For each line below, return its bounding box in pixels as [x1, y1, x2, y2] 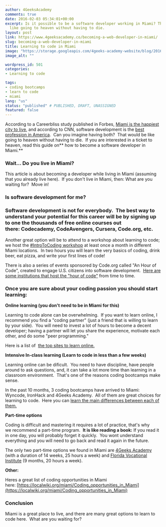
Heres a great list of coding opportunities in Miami [5, 477, 107, 483]
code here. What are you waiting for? [5, 516, 82, 522]
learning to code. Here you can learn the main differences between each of [5, 397, 160, 403]
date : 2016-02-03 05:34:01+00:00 [5, 16, 74, 21]
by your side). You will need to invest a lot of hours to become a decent [5, 322, 152, 328]
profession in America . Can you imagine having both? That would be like [5, 132, 155, 138]
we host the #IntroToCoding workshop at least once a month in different [5, 242, 152, 248]
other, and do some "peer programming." [5, 333, 89, 339]
